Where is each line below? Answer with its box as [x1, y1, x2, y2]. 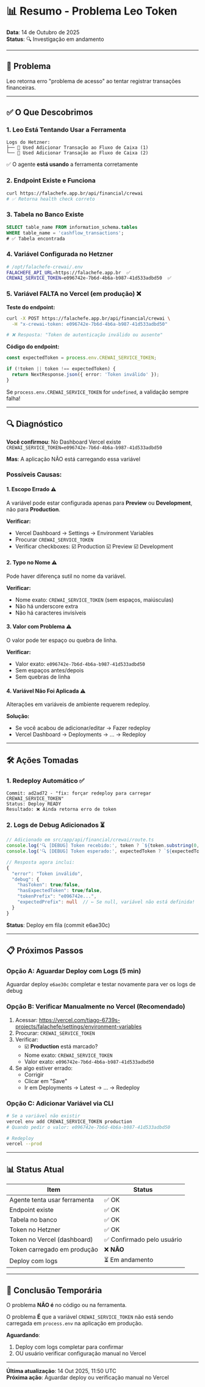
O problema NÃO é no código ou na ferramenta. [6, 1301, 127, 1308]
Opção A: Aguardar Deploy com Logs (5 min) [6, 967, 142, 975]
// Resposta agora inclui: [6, 859, 75, 865]
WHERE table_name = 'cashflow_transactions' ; [6, 229, 124, 236]
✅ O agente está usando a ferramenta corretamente [6, 160, 138, 168]
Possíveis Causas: [6, 470, 62, 479]
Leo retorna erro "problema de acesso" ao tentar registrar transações [6, 77, 181, 85]
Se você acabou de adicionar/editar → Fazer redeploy [15, 724, 151, 732]
